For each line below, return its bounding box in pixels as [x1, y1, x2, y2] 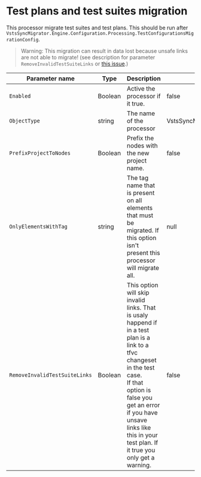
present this [126, 248, 160, 257]
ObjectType [9, 117, 40, 124]
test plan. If [126, 438, 159, 446]
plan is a [126, 333, 151, 341]
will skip [126, 288, 150, 296]
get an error [126, 401, 160, 409]
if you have [126, 408, 158, 416]
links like [126, 423, 151, 431]
